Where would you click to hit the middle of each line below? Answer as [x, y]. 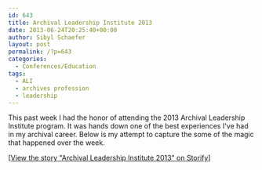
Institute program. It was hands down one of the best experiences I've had [128, 126]
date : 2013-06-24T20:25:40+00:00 [63, 30]
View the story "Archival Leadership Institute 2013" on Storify [109, 158]
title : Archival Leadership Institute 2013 [80, 23]
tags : [17, 74]
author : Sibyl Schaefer [47, 37]
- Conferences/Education [56, 67]
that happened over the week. [56, 143]
